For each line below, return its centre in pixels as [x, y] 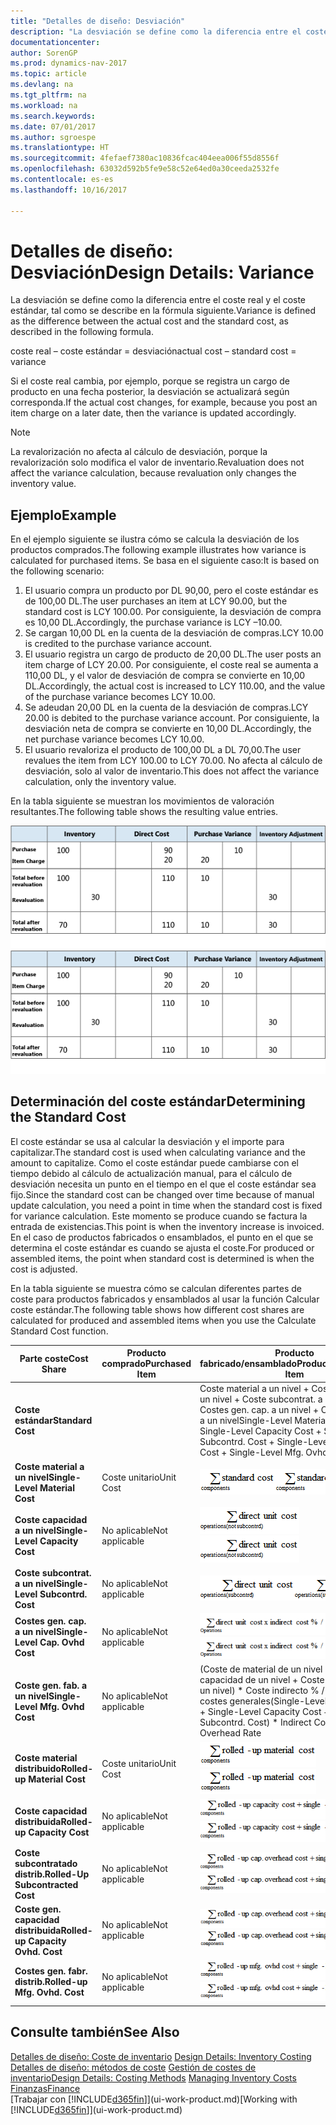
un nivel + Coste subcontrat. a [261, 1399]
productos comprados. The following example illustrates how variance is [158, 550]
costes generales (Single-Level [263, 1701]
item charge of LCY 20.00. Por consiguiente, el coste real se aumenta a [171, 665]
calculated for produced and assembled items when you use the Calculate [163, 1320]
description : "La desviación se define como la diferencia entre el [156, 31]
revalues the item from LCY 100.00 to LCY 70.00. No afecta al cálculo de [173, 761]
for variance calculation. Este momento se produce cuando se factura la [159, 1216]
